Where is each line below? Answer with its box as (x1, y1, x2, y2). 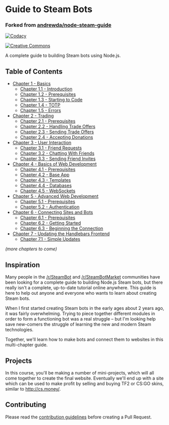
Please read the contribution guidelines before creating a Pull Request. (5, 414, 152, 420)
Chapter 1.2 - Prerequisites (20, 91, 76, 97)
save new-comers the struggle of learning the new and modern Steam (5, 322, 151, 328)
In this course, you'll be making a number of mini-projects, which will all (5, 369, 154, 376)
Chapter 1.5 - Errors (20, 108, 62, 114)
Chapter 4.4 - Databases (20, 183, 72, 189)
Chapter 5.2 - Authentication (20, 204, 80, 210)
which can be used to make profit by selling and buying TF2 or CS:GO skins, (5, 380, 164, 387)
